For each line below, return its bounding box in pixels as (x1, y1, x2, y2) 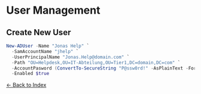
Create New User (6, 27, 71, 37)
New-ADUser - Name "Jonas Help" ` (6, 43, 90, 49)
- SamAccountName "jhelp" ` (11, 48, 79, 54)
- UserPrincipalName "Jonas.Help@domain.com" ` (11, 54, 130, 60)
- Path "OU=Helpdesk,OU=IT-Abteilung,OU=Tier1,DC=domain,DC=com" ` (11, 59, 181, 65)
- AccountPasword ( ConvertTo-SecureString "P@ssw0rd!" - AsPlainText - (11, 65, 188, 71)
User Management (6, 4, 100, 17)
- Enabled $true (11, 71, 50, 77)
